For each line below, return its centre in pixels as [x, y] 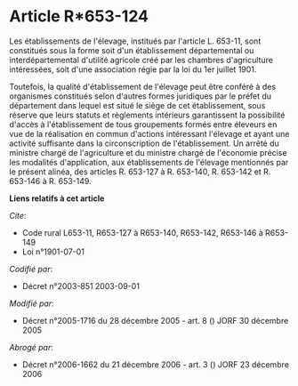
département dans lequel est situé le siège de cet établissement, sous [137, 105]
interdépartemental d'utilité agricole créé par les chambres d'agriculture [141, 60]
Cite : [18, 215]
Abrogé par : [31, 347]
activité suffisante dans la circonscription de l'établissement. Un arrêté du [145, 143]
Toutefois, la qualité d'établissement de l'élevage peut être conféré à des [143, 86]
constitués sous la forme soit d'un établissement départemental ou [132, 50]
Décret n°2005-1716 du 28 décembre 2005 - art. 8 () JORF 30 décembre [155, 320]
